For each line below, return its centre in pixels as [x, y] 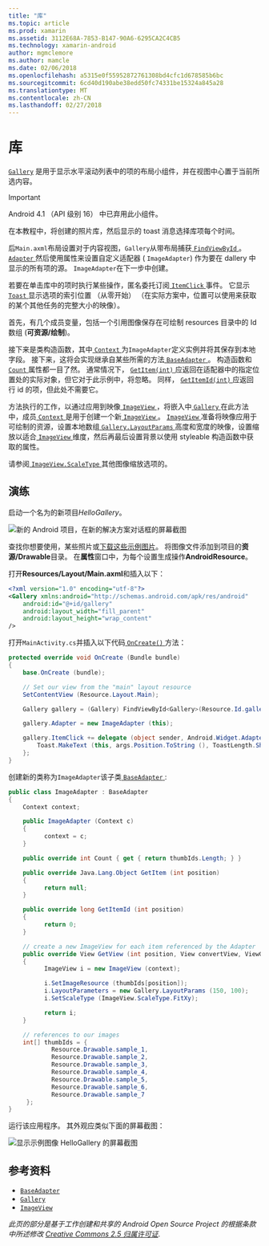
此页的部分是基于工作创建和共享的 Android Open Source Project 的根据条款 [132, 1224]
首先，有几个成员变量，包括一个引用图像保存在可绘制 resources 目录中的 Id [132, 323]
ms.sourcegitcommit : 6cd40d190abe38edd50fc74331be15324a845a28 [116, 83]
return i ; [60, 1012]
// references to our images [71, 1035]
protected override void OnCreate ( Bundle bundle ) [94, 658]
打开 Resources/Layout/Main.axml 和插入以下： [87, 573]
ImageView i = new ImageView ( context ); [112, 969]
